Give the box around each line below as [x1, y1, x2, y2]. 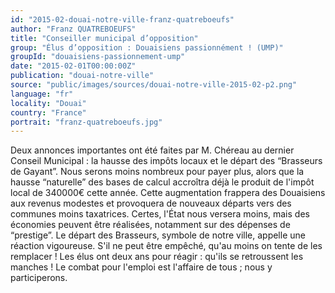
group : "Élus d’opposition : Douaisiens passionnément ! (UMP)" [10, 42, 284, 53]
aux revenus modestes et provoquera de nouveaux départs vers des [10, 197, 292, 210]
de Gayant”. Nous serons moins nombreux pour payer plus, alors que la [10, 166, 305, 178]
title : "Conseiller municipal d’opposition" [10, 33, 199, 43]
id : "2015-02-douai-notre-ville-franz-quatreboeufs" [10, 14, 235, 25]
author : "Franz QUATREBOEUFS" [10, 24, 137, 34]
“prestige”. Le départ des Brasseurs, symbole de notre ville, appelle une [10, 229, 306, 241]
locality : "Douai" [10, 98, 87, 108]
